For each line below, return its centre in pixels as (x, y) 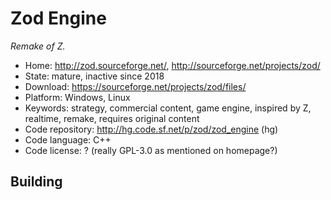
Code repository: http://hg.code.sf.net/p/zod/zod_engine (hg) (151, 129)
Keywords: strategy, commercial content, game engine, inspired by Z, (168, 108)
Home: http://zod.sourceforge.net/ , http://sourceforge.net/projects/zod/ (172, 65)
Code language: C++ (68, 139)
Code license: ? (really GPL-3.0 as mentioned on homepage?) (151, 150)
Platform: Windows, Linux (77, 97)
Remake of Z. (38, 46)
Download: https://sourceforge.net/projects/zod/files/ (135, 86)
